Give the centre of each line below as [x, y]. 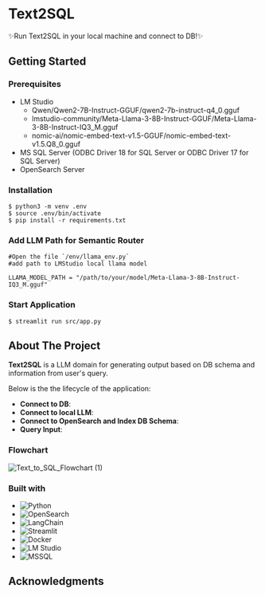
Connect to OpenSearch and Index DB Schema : [99, 421]
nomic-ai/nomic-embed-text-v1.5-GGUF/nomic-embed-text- [131, 135]
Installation [31, 190]
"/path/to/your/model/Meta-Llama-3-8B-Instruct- [158, 278]
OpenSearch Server [52, 169]
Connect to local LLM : [57, 413]
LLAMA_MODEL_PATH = [41, 278]
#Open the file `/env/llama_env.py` [69, 257]
